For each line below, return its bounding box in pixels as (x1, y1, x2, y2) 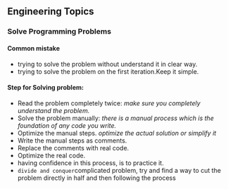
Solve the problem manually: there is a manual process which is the (17, 114, 215, 122)
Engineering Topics (7, 6, 94, 18)
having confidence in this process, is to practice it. (17, 158, 164, 167)
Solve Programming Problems (7, 27, 111, 37)
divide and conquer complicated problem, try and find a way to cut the (17, 166, 222, 174)
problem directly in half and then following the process (17, 174, 176, 182)
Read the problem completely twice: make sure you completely (17, 98, 201, 107)
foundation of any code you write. (17, 121, 117, 129)
